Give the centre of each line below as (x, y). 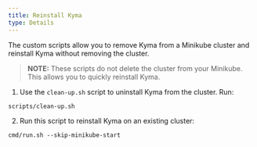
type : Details (31, 23)
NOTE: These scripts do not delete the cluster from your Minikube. (135, 68)
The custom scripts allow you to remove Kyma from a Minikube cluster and (129, 45)
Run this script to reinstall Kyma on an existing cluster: (107, 120)
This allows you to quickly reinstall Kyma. (94, 77)
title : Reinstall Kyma (45, 15)
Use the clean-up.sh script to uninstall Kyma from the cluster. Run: (127, 91)
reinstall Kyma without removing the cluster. (79, 53)
